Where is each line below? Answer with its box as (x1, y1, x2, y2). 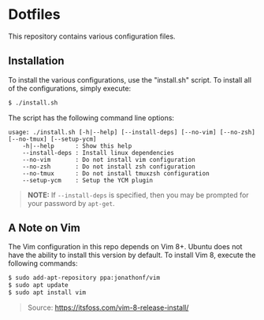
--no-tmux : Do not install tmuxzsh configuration (22, 169, 210, 178)
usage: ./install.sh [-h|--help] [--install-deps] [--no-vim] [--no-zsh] (8, 128, 256, 136)
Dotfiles (8, 6, 61, 24)
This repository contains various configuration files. (8, 31, 176, 41)
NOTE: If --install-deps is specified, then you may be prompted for (27, 190, 250, 200)
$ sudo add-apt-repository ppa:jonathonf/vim (8, 274, 160, 282)
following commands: (8, 259, 78, 268)
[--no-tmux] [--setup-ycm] (8, 135, 97, 143)
